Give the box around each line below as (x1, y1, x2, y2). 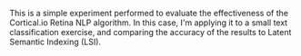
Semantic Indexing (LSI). (9, 36, 102, 47)
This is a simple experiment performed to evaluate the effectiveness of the (9, 8, 289, 18)
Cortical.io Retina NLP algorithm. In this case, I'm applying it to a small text (9, 17, 288, 28)
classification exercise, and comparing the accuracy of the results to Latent (9, 27, 292, 37)
